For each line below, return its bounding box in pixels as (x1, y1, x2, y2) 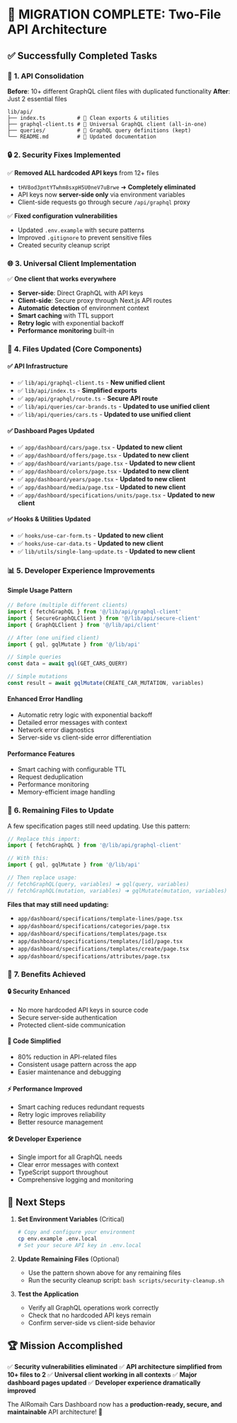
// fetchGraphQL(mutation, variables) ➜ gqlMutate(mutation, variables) (7, 887, 228, 894)
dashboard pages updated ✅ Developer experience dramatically (7, 1378, 201, 1387)
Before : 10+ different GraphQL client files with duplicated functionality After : (7, 87, 231, 95)
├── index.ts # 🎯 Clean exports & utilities (7, 114, 170, 121)
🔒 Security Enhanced (7, 987, 71, 995)
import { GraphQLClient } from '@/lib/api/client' (7, 621, 160, 628)
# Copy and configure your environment (17, 1229, 136, 1236)
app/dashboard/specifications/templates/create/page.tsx (17, 945, 190, 952)
